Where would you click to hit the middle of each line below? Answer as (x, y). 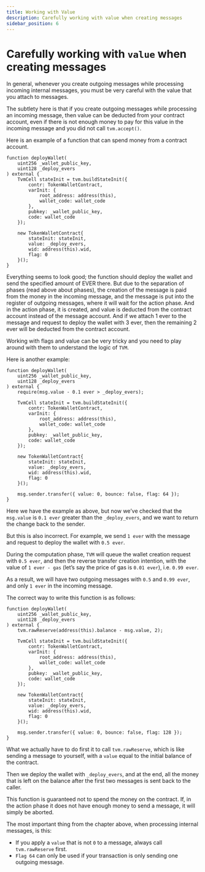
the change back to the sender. (46, 524)
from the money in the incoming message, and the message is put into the (100, 297)
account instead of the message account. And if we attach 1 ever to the (96, 316)
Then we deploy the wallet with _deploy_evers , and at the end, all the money (103, 774)
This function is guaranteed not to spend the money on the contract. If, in (99, 800)
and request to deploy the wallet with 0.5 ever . (66, 543)
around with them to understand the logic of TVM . (68, 348)
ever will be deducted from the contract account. (68, 329)
